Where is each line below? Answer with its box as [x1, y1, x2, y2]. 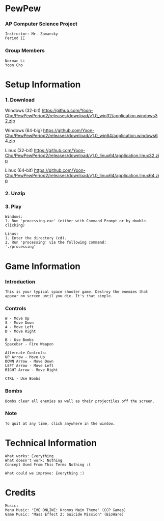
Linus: [5, 232, 19, 236]
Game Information [5, 260, 81, 272]
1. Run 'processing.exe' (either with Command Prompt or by [5, 219, 131, 224]
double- [132, 219, 148, 224]
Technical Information [5, 438, 97, 449]
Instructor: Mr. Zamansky [5, 31, 58, 37]
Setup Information [5, 79, 81, 90]
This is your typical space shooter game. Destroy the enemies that [5, 289, 148, 294]
